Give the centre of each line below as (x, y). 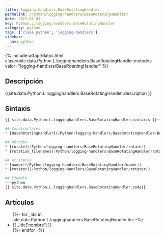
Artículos (20, 202)
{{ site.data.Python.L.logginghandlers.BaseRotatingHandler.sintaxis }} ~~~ (84, 120)
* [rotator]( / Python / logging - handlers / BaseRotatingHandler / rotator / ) (78, 169)
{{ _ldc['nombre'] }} (32, 225)
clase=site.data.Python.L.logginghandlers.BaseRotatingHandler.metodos (79, 61)
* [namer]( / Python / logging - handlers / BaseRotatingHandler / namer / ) (73, 165)
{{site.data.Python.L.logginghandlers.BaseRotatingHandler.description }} (79, 93)
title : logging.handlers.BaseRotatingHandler (52, 10)
